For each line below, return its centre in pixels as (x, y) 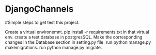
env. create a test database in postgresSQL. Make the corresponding (74, 37)
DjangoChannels (39, 9)
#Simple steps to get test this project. (42, 22)
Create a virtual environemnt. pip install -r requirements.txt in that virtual (77, 32)
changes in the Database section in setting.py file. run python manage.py (78, 42)
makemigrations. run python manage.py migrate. (54, 47)
